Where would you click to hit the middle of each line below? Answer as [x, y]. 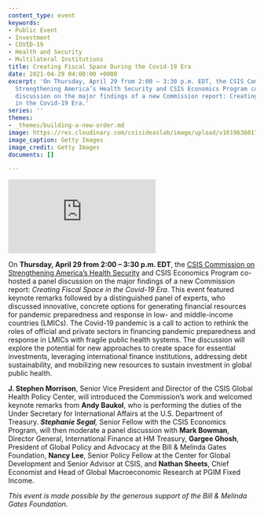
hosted [20, 281]
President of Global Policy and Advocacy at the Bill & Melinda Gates [117, 447]
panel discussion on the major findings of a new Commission [137, 281]
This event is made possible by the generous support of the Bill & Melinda [128, 496]
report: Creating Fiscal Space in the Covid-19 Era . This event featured [121, 290]
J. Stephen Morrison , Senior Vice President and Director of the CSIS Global [130, 389]
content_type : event [42, 15]
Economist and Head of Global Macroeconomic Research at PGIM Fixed [125, 472]
